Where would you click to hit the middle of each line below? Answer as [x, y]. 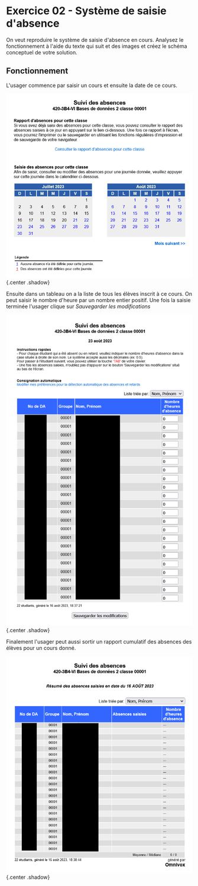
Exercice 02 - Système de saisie [86, 11]
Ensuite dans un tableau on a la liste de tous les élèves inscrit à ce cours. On [99, 293]
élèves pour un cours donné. [41, 648]
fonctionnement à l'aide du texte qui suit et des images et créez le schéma [97, 46]
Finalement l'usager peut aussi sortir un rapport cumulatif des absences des [99, 641]
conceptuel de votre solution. [42, 52]
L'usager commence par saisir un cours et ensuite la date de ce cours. [92, 85]
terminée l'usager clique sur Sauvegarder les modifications [78, 306]
